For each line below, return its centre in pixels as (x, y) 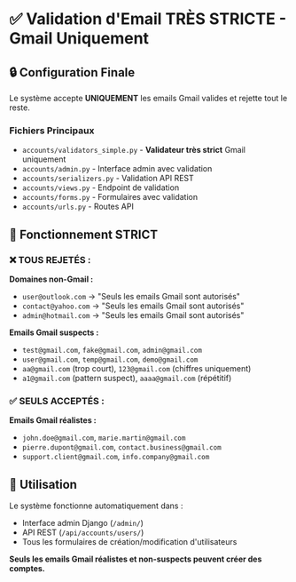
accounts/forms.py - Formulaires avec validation (109, 197)
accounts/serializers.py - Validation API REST (108, 179)
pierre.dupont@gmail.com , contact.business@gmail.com (121, 447)
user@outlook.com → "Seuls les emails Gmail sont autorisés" (131, 296)
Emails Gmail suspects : (54, 332)
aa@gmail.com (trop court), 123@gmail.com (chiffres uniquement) (136, 368)
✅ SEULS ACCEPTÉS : (57, 401)
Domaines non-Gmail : (51, 279)
